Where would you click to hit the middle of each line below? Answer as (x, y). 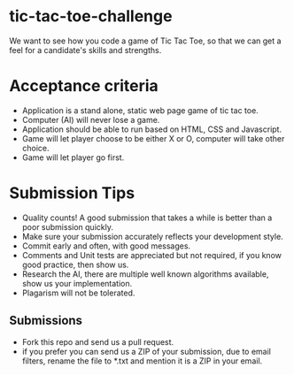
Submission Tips (72, 193)
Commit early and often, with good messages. (106, 246)
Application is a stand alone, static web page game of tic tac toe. (140, 110)
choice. (36, 148)
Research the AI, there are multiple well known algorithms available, (145, 274)
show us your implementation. (77, 283)
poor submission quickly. (67, 226)
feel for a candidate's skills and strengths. (85, 50)
